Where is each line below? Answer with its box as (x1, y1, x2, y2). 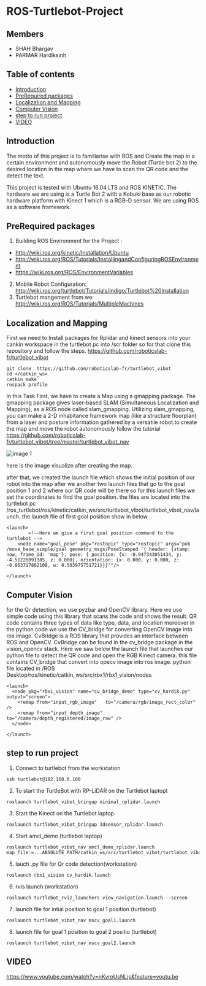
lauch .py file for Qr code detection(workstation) (15, 860, 137, 868)
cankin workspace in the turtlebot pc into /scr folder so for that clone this (6, 341, 191, 348)
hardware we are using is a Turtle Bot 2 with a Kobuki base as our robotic (6, 190, 191, 198)
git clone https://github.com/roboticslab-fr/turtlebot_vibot (6, 366, 172, 372)
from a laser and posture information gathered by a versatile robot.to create (6, 418, 197, 426)
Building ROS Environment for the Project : (15, 237, 123, 245)
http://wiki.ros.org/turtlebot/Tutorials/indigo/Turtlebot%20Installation (15, 287, 189, 295)
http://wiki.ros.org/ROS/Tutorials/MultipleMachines (15, 300, 144, 307)
